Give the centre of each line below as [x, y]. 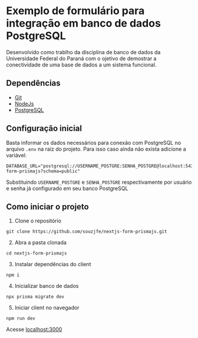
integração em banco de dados [83, 23]
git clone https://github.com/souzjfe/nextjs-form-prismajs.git [87, 232]
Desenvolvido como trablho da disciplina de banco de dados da [83, 52]
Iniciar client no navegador [47, 308]
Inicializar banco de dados [47, 286]
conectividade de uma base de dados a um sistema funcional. [81, 64]
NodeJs [24, 104]
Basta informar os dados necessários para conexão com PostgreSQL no [94, 143]
